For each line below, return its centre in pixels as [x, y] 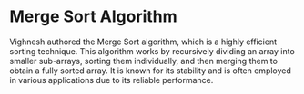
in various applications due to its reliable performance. [111, 80]
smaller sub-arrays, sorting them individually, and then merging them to [143, 61]
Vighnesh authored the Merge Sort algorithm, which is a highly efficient [143, 42]
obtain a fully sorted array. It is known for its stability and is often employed [150, 70]
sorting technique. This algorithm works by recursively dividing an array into [152, 51]
